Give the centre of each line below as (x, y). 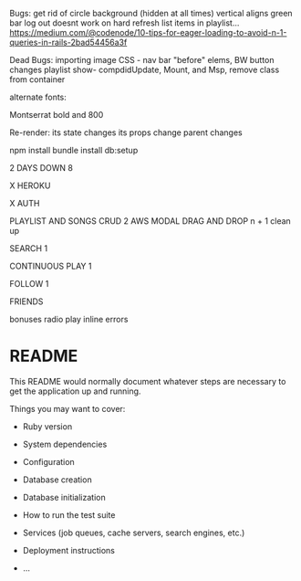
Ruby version (47, 426)
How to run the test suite (69, 514)
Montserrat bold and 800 (57, 115)
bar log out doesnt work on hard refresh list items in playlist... (125, 23)
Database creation (57, 480)
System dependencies (65, 444)
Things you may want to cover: (67, 408)
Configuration (48, 461)
